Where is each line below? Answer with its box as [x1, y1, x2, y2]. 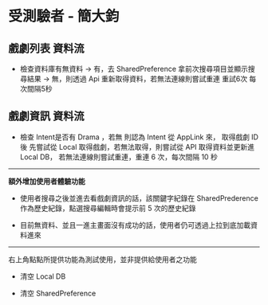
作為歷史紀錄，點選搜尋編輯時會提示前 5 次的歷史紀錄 [19, 203, 196, 213]
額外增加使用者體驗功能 [8, 176, 85, 186]
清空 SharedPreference [19, 288, 97, 298]
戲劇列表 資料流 [8, 41, 85, 55]
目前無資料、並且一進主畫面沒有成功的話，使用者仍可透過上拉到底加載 [19, 220, 251, 229]
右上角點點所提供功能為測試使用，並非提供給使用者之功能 [8, 254, 197, 264]
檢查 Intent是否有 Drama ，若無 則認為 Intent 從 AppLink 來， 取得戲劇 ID [19, 132, 259, 142]
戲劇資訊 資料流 [8, 109, 85, 123]
